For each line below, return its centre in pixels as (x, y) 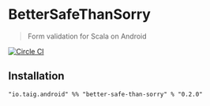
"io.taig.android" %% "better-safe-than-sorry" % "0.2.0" (105, 94)
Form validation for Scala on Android (87, 36)
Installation (36, 76)
